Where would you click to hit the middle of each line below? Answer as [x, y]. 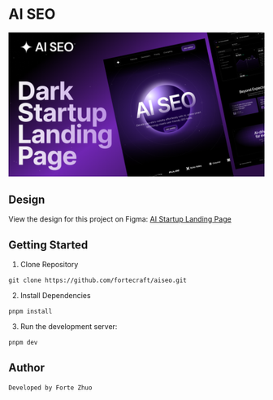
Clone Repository [49, 265]
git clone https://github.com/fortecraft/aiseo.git [97, 281]
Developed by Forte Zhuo [50, 388]
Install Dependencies [55, 296]
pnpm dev [23, 343]
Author [26, 368]
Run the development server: [69, 327]
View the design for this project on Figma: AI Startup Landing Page [120, 219]
